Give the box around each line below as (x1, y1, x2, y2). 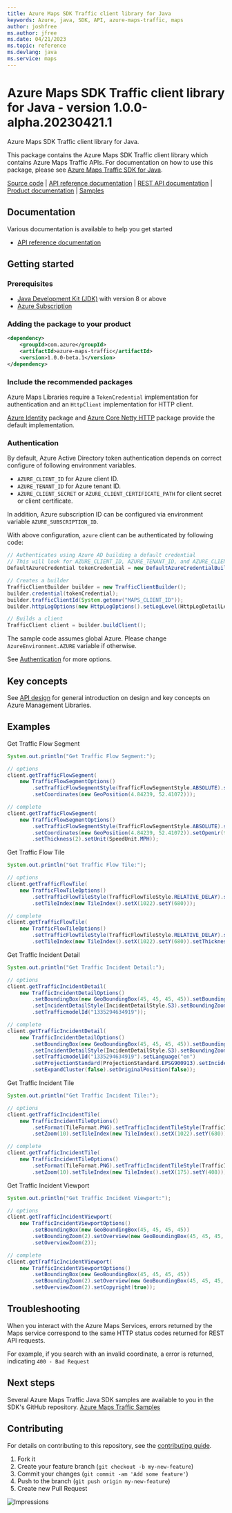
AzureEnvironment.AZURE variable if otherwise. (7, 642, 137, 650)
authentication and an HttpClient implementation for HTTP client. (7, 400, 194, 409)
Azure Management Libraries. (7, 701, 92, 710)
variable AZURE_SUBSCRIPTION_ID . (7, 517, 99, 526)
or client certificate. (17, 496, 73, 505)
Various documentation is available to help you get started (7, 224, 173, 233)
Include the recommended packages (7, 377, 133, 386)
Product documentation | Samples (7, 186, 104, 195)
